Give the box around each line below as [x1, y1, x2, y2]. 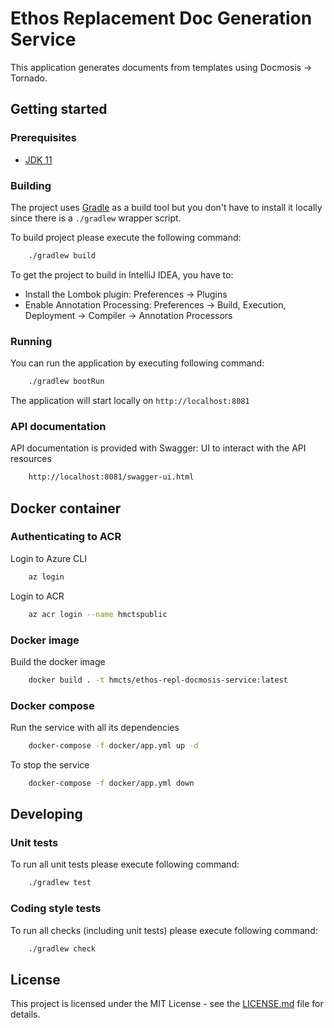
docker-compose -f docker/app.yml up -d [28, 741, 199, 751]
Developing [10, 806, 83, 823]
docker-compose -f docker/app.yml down [28, 778, 195, 788]
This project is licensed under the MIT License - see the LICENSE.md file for [10, 998, 324, 1010]
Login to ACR [10, 590, 65, 602]
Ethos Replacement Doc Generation [10, 7, 313, 30]
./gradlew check [28, 943, 97, 954]
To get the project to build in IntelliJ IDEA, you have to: [10, 268, 234, 281]
